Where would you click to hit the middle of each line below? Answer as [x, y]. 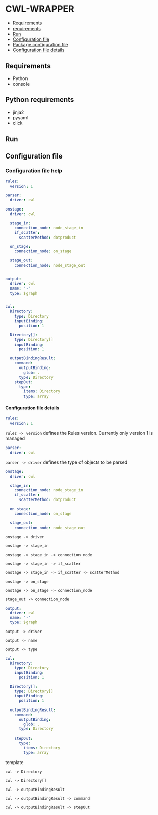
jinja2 [18, 112]
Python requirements [40, 100]
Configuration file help [34, 171]
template [15, 762]
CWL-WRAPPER [40, 9]
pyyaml [20, 117]
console [21, 84]
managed [15, 438]
